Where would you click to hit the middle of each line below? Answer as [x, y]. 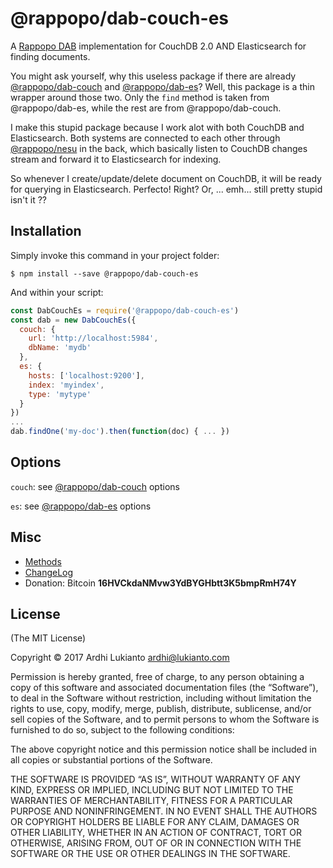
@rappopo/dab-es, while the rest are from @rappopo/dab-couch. [146, 108]
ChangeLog [49, 572]
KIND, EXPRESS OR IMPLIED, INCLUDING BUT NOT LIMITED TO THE [152, 790]
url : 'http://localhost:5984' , [93, 338]
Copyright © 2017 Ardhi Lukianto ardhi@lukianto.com [120, 658]
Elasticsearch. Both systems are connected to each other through [145, 138]
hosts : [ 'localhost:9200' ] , [86, 375]
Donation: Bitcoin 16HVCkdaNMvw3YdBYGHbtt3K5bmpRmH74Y [160, 583]
